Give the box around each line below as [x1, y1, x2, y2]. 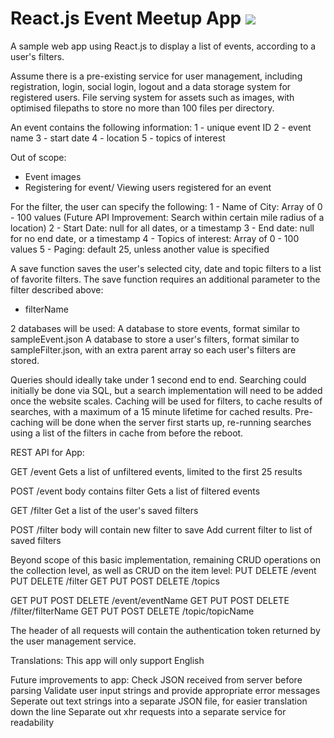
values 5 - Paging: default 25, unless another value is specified [10, 243, 270, 255]
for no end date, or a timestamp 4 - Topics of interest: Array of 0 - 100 [10, 232, 300, 244]
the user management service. [10, 635, 137, 647]
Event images [24, 170, 82, 182]
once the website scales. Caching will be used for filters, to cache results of [10, 395, 323, 407]
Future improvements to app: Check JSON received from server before [10, 673, 303, 686]
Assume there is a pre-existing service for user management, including [10, 70, 303, 82]
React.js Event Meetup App [10, 7, 242, 30]
